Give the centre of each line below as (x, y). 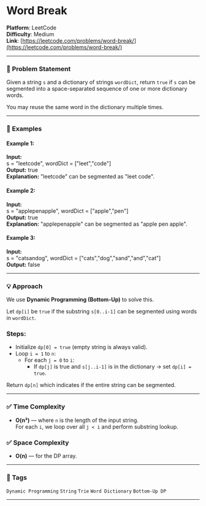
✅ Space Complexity (38, 442)
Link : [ (14, 40)
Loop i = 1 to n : (36, 354)
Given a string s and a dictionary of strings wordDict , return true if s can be (101, 82)
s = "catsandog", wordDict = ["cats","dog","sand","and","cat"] (84, 258)
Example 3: (21, 238)
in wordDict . (21, 318)
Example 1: (21, 143)
